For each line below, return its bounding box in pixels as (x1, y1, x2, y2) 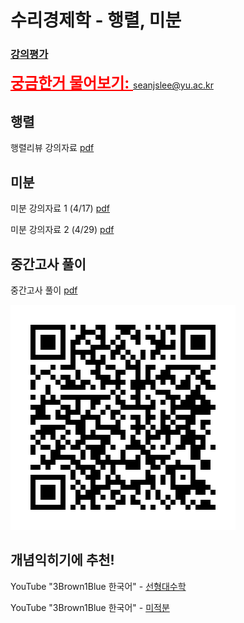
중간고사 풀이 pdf (10, 284, 78, 296)
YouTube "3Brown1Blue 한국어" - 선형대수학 (10, 580, 187, 592)
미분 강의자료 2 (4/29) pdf (10, 224, 115, 236)
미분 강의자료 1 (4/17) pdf (10, 202, 110, 215)
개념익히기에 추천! (10, 552, 115, 569)
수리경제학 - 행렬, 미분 (10, 9, 182, 32)
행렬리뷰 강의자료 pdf (10, 142, 95, 154)
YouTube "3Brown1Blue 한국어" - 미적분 (10, 601, 170, 613)
